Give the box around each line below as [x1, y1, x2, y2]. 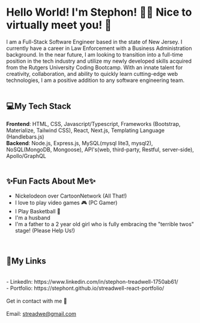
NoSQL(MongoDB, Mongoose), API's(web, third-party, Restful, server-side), [6, 146, 194, 153]
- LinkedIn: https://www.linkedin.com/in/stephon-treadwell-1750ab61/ [6, 278, 178, 286]
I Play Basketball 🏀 [14, 207, 61, 215]
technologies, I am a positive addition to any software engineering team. [6, 77, 185, 84]
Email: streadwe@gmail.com [6, 310, 77, 318]
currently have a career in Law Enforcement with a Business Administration [6, 45, 192, 52]
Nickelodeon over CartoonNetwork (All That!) [14, 192, 127, 199]
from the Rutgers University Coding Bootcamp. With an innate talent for [6, 63, 183, 71]
